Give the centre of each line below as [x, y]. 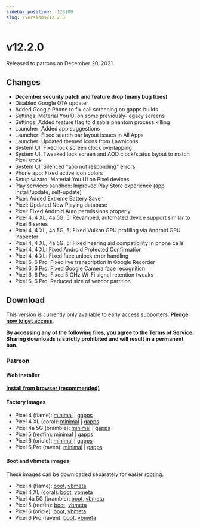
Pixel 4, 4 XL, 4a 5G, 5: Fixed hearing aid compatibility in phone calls [99, 243]
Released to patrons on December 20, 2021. [60, 63]
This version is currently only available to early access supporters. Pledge [97, 314]
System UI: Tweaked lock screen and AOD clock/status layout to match [102, 154]
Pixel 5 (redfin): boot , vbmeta [51, 505]
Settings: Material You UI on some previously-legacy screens [90, 116]
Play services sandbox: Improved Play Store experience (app [90, 186]
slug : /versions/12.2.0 [36, 17]
